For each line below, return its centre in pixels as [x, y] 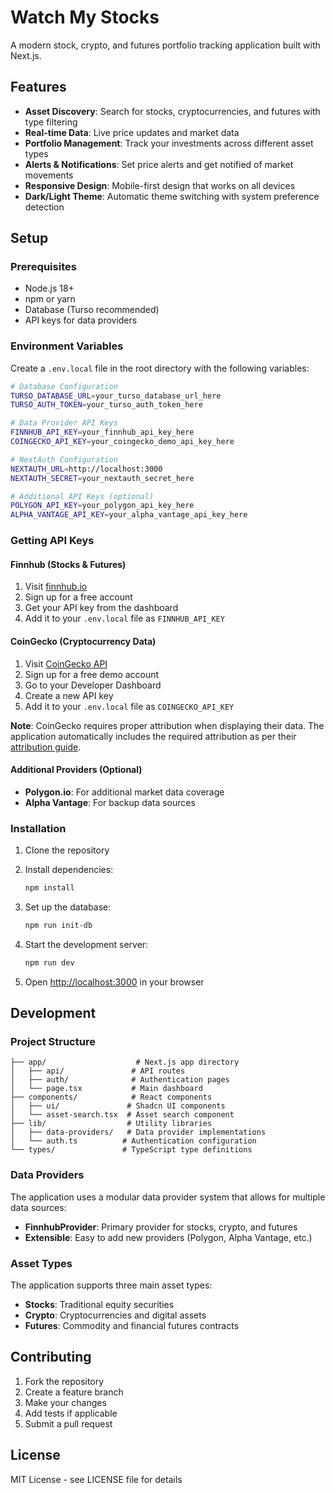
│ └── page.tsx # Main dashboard [106, 1089]
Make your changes [65, 1402]
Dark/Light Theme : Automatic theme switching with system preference [172, 196]
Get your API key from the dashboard [101, 608]
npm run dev [49, 962]
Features [38, 87]
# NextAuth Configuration [64, 459]
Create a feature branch [74, 1392]
